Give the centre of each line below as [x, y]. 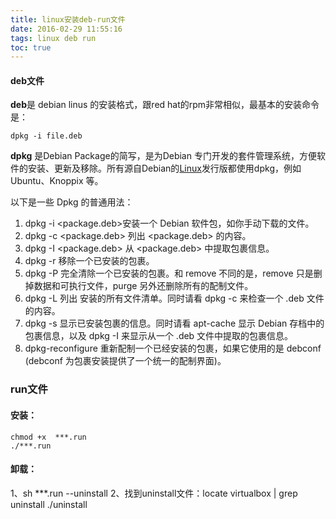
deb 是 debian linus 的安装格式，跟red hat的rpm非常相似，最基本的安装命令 [165, 105]
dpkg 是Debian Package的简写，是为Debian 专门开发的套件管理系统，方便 [163, 156]
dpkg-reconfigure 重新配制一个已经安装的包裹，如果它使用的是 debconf [173, 348]
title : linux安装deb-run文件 [68, 19]
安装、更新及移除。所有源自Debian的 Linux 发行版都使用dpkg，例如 [164, 168]
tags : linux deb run [53, 38]
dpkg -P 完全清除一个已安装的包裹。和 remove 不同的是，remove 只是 [169, 273]
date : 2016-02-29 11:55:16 [66, 29]
